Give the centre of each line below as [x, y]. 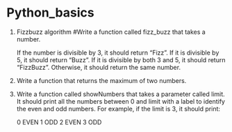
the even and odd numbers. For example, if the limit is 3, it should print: [118, 109]
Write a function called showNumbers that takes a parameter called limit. [121, 94]
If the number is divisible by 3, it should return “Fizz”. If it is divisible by [118, 53]
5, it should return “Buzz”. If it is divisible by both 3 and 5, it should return [121, 59]
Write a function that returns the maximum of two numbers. [101, 80]
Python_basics [50, 13]
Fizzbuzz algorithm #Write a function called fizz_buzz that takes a [111, 32]
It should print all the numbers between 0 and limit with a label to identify [121, 101]
